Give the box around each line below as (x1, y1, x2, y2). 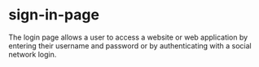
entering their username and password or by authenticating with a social (8, 40, 252, 50)
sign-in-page (8, 6, 100, 24)
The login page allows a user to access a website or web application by (8, 32, 248, 42)
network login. (8, 49, 57, 59)
